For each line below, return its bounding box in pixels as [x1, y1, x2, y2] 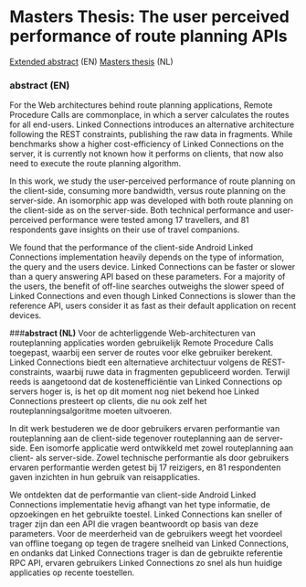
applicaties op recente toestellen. [9, 567, 135, 578]
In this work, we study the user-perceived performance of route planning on [9, 176, 296, 187]
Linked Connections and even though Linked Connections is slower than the [9, 291, 296, 302]
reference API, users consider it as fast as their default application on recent [9, 300, 297, 312]
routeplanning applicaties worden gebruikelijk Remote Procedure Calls [9, 337, 274, 348]
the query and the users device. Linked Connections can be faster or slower [9, 261, 296, 272]
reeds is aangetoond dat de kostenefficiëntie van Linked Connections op [9, 377, 283, 388]
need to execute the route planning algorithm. [9, 158, 181, 169]
